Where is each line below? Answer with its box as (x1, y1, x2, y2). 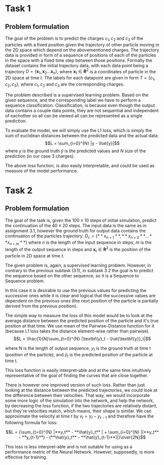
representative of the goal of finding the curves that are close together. (5, 372, 148, 378)
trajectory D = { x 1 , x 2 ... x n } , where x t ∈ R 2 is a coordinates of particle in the (5, 68, 156, 76)
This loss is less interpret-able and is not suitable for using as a (5, 444, 133, 450)
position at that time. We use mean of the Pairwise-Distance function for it (5, 323, 155, 328)
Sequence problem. (5, 278, 45, 284)
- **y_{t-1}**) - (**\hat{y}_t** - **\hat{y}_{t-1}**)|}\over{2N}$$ (19, 434, 146, 441)
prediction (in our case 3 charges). (5, 153, 75, 159)
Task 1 (5, 3, 31, 14)
